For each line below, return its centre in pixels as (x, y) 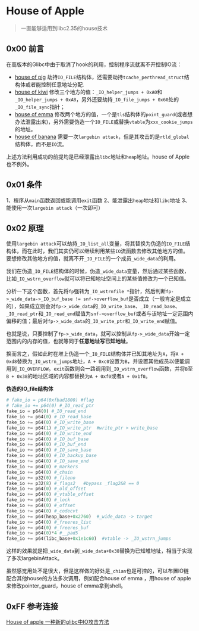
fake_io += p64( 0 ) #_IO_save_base (49, 450)
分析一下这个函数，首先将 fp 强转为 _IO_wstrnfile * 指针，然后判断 (86, 291)
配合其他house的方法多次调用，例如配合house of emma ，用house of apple (99, 579)
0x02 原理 (25, 228)
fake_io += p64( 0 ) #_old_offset (46, 489)
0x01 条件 (24, 185)
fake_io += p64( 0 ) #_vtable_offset (50, 495)
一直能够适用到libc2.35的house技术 (64, 28)
